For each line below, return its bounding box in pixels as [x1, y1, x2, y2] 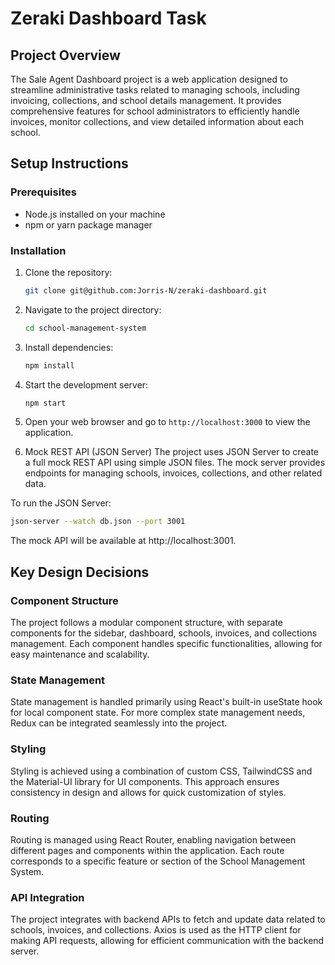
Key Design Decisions [10, 563, 150, 581]
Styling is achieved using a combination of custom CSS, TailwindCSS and [10, 765, 313, 777]
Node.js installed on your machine [24, 208, 166, 220]
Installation [10, 243, 67, 257]
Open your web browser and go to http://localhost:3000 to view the [24, 416, 311, 428]
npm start [24, 398, 67, 408]
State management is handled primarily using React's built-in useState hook [10, 696, 323, 708]
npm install [24, 360, 75, 371]
